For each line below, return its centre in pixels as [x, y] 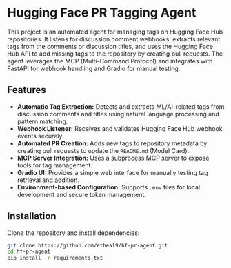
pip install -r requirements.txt [55, 258]
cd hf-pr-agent [29, 252]
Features [27, 90]
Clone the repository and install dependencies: [73, 233]
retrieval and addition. [48, 180]
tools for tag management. [55, 165]
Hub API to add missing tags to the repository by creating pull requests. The [115, 54]
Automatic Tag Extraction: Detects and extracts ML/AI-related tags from [121, 106]
